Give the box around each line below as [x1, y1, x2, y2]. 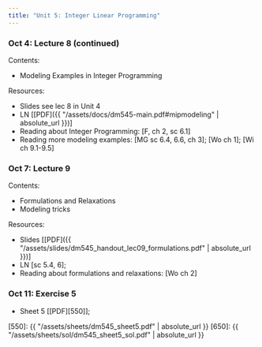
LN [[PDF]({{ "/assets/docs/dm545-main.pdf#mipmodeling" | [19, 110, 219, 119]
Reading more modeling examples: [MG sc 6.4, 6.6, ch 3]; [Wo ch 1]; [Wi [19, 135, 254, 144]
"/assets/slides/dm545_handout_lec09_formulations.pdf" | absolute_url [19, 244, 251, 253]
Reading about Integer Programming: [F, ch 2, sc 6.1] [19, 126, 191, 136]
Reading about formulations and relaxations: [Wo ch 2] [19, 269, 197, 278]
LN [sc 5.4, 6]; [19, 260, 67, 270]
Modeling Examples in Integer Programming [19, 70, 163, 80]
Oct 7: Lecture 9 [8, 162, 71, 173]
